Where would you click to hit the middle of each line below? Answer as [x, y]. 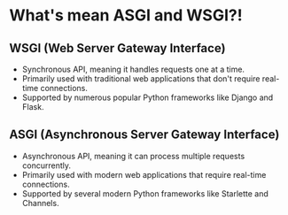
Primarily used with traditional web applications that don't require [141, 79]
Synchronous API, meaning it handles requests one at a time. [133, 69]
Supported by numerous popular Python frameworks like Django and [148, 97]
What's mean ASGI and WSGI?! [126, 15]
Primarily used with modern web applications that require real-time [144, 174]
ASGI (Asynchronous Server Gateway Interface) [144, 135]
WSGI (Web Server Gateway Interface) [117, 48]
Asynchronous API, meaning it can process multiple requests [133, 156]
